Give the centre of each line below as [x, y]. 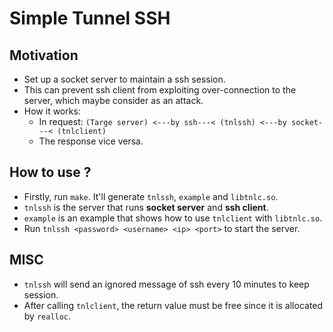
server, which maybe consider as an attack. [113, 100]
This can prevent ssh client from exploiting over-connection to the [160, 90]
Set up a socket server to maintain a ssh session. [124, 79]
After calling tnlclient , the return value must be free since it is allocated [173, 305]
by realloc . [47, 316]
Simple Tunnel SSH [90, 18]
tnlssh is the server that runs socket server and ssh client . [146, 207]
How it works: [52, 111]
